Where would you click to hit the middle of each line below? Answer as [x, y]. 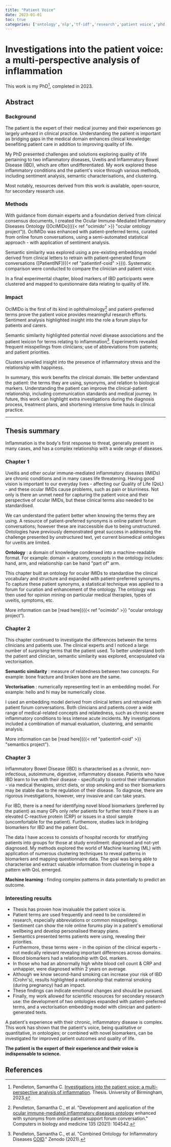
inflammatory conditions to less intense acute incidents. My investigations [83, 718]
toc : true [16, 19]
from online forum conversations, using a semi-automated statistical [77, 237]
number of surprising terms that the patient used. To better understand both [85, 651]
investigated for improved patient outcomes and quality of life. [70, 1038]
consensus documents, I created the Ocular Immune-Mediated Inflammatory [85, 220]
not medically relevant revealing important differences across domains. [87, 953]
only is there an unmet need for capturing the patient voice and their [77, 494]
